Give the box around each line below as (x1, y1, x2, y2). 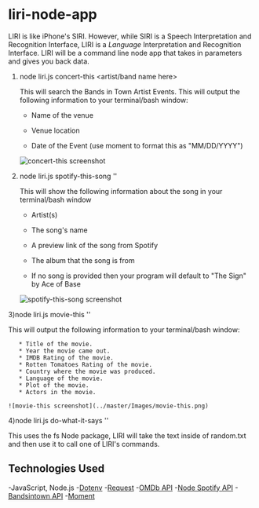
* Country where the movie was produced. (18, 367, 156, 375)
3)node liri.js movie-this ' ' (8, 309, 91, 319)
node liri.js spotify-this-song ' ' (19, 171, 118, 181)
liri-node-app (8, 5, 97, 24)
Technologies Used (8, 462, 104, 476)
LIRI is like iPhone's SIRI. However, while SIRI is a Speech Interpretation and (8, 31, 252, 41)
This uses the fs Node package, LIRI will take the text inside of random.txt (8, 430, 246, 440)
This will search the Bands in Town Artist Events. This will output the (19, 86, 241, 96)
